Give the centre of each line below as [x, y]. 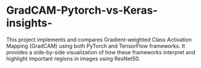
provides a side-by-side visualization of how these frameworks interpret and [101, 52]
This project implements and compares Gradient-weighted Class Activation [99, 39]
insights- [29, 23]
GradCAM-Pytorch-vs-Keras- [82, 10]
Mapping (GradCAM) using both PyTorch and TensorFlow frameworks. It [96, 46]
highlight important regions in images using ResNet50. [73, 58]
